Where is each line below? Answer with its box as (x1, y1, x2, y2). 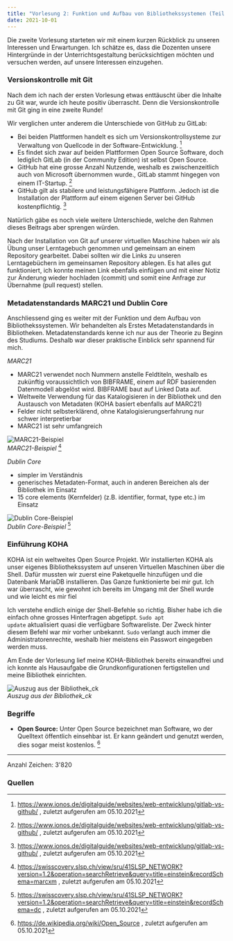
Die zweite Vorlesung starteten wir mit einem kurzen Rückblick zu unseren (7, 35, 220, 44)
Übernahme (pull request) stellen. (7, 280, 103, 289)
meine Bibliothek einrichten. (7, 670, 87, 679)
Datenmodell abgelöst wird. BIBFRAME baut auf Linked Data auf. (17, 385, 202, 393)
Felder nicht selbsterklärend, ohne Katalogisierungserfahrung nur (17, 407, 205, 416)
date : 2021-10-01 (7, 17, 58, 24)
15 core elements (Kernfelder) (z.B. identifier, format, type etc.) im (17, 493, 206, 501)
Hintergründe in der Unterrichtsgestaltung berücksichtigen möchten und (7, 50, 214, 59)
